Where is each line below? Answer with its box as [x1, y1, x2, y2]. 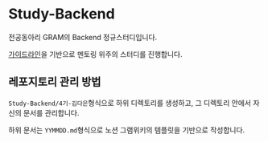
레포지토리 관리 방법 [8, 75, 101, 89]
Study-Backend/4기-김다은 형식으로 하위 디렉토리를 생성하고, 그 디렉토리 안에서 [8, 98, 252, 108]
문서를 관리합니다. [23, 108, 80, 117]
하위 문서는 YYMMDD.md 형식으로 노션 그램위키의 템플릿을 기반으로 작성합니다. [8, 125, 245, 135]
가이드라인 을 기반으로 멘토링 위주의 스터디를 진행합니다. [8, 49, 183, 59]
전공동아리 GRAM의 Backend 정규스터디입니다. [8, 32, 158, 42]
